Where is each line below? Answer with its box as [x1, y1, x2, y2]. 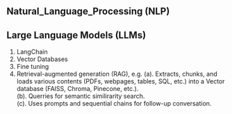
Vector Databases [16, 55, 68, 63]
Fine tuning [16, 63, 49, 71]
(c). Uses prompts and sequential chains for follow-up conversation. [16, 99, 212, 108]
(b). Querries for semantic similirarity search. [16, 92, 145, 100]
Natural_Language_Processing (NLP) [6, 6, 170, 17]
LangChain [16, 48, 48, 56]
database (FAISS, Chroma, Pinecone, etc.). [16, 85, 139, 93]
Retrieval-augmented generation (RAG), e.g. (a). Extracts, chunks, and [16, 70, 217, 79]
